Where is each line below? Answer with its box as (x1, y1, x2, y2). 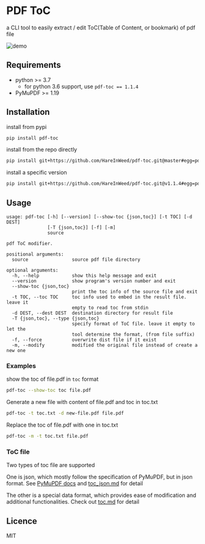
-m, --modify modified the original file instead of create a (12, 342, 198, 348)
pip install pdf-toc (6, 135, 59, 141)
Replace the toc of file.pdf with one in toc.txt (6, 421, 118, 428)
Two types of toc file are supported (6, 461, 95, 469)
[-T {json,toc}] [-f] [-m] (47, 224, 116, 230)
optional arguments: (6, 267, 59, 273)
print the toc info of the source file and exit (71, 289, 198, 295)
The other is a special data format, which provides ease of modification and (6, 491, 196, 499)
